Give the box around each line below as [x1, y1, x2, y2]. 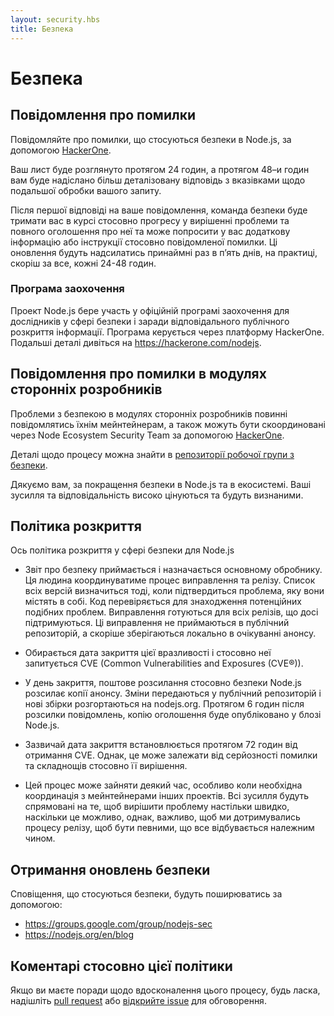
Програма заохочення [10, 282, 125, 296]
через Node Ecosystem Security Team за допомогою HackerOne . [10, 429, 285, 441]
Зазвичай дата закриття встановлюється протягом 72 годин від [24, 739, 298, 751]
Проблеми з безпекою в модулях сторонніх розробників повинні [10, 407, 288, 420]
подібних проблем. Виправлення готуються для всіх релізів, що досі [24, 606, 319, 618]
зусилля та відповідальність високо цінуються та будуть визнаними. [10, 489, 304, 501]
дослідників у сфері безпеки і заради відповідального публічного [10, 315, 290, 327]
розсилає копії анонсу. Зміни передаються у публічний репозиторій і [24, 687, 322, 700]
